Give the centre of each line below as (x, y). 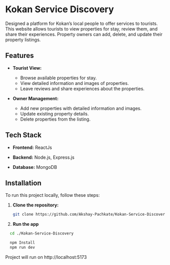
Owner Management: (36, 98)
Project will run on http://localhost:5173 (46, 257)
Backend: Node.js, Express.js (43, 157)
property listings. (23, 40)
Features (20, 56)
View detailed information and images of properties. (75, 83)
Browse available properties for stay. (58, 78)
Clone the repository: (36, 205)
